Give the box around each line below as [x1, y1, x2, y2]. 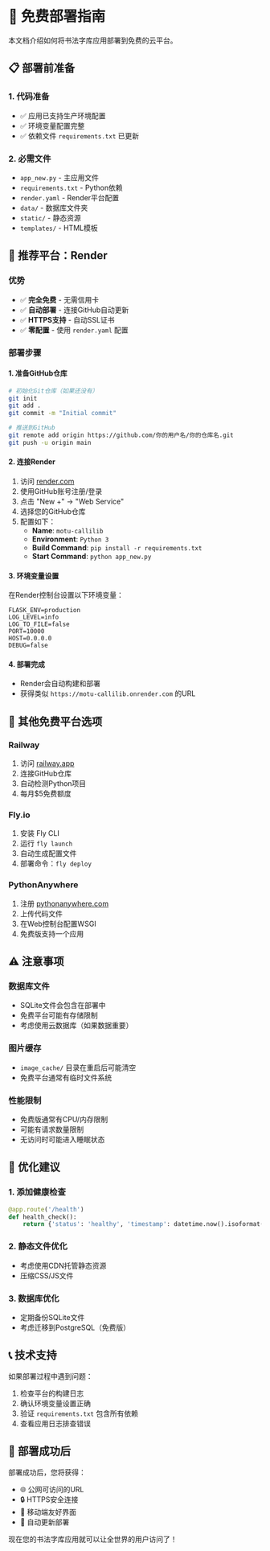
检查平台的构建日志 [19, 1388, 84, 1398]
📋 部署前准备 [8, 61, 76, 75]
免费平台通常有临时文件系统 [19, 1072, 112, 1082]
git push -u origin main [8, 438, 92, 446]
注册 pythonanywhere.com [19, 899, 109, 908]
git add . [8, 401, 42, 410]
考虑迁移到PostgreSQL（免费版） [19, 1323, 131, 1332]
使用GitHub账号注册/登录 [19, 487, 103, 496]
